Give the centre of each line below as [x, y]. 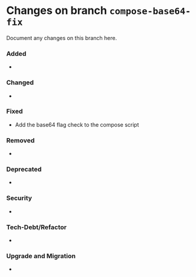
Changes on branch [57, 11]
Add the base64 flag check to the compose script [77, 124]
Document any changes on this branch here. [62, 38]
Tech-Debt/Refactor [37, 227]
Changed [20, 82]
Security [19, 198]
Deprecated [24, 169]
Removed [21, 140]
